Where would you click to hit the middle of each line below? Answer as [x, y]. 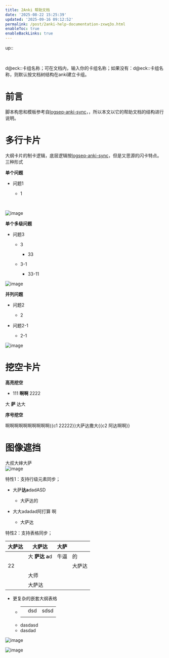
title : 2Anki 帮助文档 [28, 10]
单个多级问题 [18, 223]
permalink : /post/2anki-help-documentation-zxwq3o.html [65, 24]
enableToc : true [22, 29]
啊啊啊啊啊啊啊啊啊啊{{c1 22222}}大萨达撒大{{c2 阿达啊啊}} [68, 425]
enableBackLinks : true [29, 33]
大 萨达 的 [29, 500]
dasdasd [29, 625]
